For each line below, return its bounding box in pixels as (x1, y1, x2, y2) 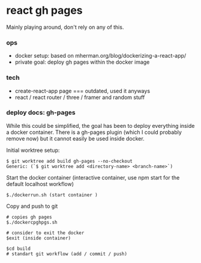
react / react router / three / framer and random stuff (14, 94, 145, 101)
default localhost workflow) (6, 180, 74, 187)
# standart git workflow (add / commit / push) (6, 250, 128, 257)
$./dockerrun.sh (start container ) (6, 192, 98, 198)
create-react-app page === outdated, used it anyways (14, 87, 151, 94)
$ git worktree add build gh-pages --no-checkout (6, 158, 133, 164)
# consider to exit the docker (6, 229, 85, 236)
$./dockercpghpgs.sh (6, 219, 58, 225)
